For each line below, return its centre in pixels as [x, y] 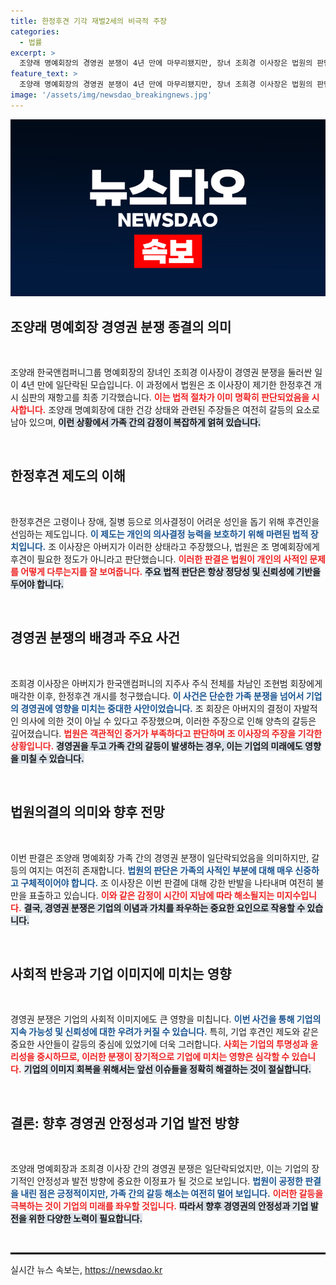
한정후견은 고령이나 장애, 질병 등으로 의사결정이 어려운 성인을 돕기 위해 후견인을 [165, 521]
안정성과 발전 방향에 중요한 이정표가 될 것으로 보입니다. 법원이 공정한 [169, 1181]
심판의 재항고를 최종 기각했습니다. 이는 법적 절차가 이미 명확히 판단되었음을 [165, 397]
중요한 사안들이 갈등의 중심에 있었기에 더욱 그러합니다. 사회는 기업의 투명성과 [159, 1044]
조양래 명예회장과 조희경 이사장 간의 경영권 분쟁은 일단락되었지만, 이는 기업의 [160, 1169]
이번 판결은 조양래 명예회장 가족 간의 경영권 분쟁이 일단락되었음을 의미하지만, [160, 857]
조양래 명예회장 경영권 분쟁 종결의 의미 [121, 326]
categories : [35, 31]
